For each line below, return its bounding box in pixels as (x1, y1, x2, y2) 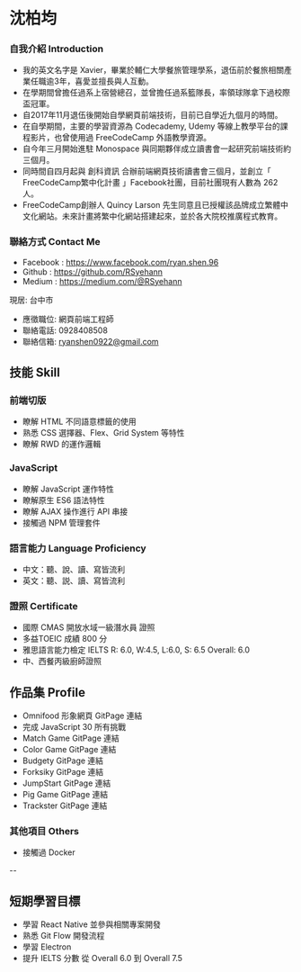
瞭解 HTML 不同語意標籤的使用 (22, 416, 137, 427)
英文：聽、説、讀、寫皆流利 (22, 575, 126, 586)
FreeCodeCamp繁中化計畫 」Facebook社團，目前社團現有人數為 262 (22, 177, 279, 188)
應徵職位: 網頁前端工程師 (22, 313, 114, 324)
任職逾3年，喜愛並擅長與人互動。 (30, 76, 155, 86)
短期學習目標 (9, 893, 81, 909)
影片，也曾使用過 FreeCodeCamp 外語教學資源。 (30, 132, 212, 143)
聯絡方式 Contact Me (9, 236, 101, 248)
